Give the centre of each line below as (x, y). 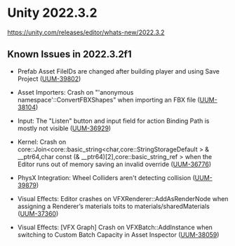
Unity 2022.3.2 (52, 13)
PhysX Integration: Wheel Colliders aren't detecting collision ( (106, 177)
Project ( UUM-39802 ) (49, 78)
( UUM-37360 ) (38, 213)
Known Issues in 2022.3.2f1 (69, 54)
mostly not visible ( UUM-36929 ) (64, 128)
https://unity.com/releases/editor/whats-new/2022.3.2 (86, 32)
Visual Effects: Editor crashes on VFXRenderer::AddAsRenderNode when (123, 198)
